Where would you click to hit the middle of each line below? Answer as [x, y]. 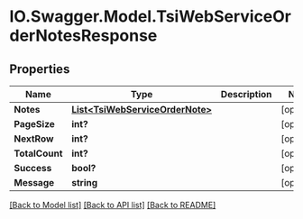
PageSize [35, 124]
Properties [40, 69]
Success [33, 168]
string [85, 182]
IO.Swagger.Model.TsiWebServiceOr [150, 17]
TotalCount [38, 153]
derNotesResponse [83, 36]
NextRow [34, 139]
